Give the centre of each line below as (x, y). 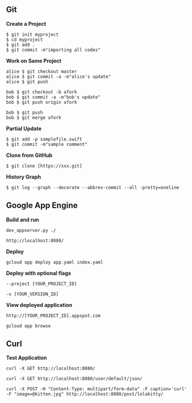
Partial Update (24, 128)
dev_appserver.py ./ (31, 230)
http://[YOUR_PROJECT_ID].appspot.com (53, 316)
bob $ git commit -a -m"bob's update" (53, 97)
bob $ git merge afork (34, 117)
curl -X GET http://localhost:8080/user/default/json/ (74, 379)
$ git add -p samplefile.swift (44, 139)
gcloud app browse (28, 326)
